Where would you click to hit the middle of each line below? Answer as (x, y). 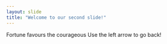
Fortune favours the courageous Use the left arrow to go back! (84, 34)
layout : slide (24, 12)
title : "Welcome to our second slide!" (56, 17)
